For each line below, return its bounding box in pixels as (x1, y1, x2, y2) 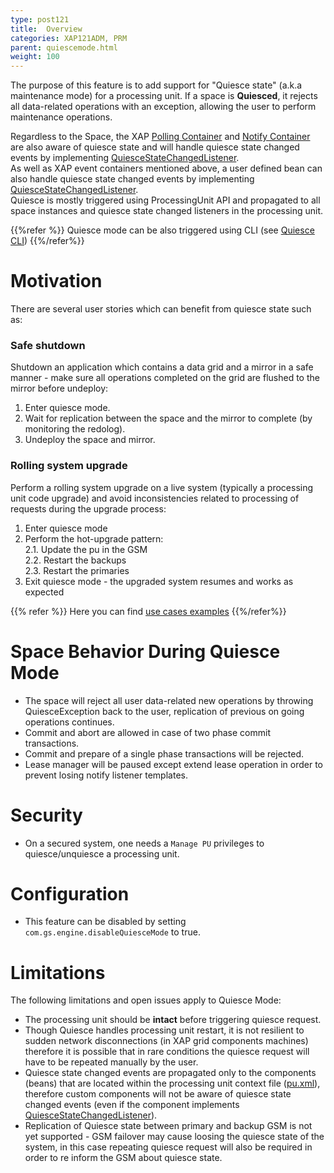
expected (24, 586, 65, 598)
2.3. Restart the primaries (24, 564, 130, 576)
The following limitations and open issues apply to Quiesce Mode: (10, 994, 282, 1006)
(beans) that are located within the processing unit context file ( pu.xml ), (24, 1077, 321, 1090)
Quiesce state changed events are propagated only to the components (24, 1067, 317, 1079)
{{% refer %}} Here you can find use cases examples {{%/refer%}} (10, 605, 287, 617)
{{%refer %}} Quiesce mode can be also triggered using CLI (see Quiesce (10, 224, 315, 236)
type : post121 (10, 14, 70, 25)
